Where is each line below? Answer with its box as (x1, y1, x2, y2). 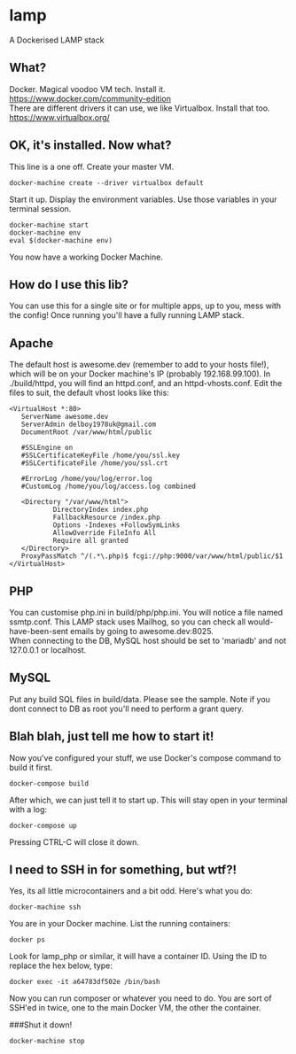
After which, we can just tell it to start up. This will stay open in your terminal (9, 794, 288, 805)
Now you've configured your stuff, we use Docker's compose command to (9, 752, 282, 763)
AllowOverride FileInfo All (52, 529, 157, 538)
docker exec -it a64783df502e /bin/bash (9, 978, 161, 987)
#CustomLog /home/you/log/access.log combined (20, 482, 197, 492)
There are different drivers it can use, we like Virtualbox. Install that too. (9, 103, 270, 113)
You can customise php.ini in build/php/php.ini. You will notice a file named (9, 608, 284, 617)
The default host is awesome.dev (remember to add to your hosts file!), (9, 360, 269, 370)
